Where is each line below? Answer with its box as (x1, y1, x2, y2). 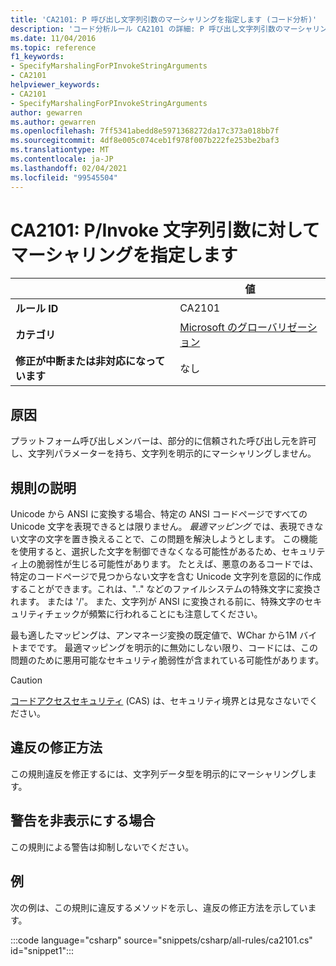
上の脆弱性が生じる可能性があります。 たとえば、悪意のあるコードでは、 (18, 558, 319, 570)
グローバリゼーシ (236, 321, 318, 335)
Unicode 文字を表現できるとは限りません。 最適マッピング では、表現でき (10, 521, 315, 533)
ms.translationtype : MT (10, 145, 110, 155)
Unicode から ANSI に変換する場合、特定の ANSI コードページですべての (10, 508, 308, 520)
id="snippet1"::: (10, 944, 75, 956)
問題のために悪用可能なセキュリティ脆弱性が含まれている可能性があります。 (10, 654, 325, 666)
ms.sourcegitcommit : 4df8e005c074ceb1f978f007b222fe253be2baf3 (10, 136, 280, 146)
